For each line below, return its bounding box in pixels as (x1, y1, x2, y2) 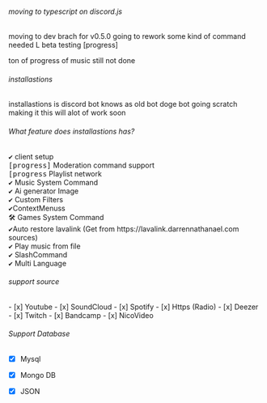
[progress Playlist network (8, 168, 103, 178)
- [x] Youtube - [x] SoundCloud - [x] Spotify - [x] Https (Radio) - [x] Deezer (8, 302, 259, 312)
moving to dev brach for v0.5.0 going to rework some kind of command (8, 32, 247, 41)
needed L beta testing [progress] (8, 40, 119, 50)
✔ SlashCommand (8, 249, 68, 259)
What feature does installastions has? (8, 126, 135, 136)
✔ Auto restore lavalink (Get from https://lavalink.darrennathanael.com (8, 223, 239, 234)
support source (8, 277, 60, 286)
